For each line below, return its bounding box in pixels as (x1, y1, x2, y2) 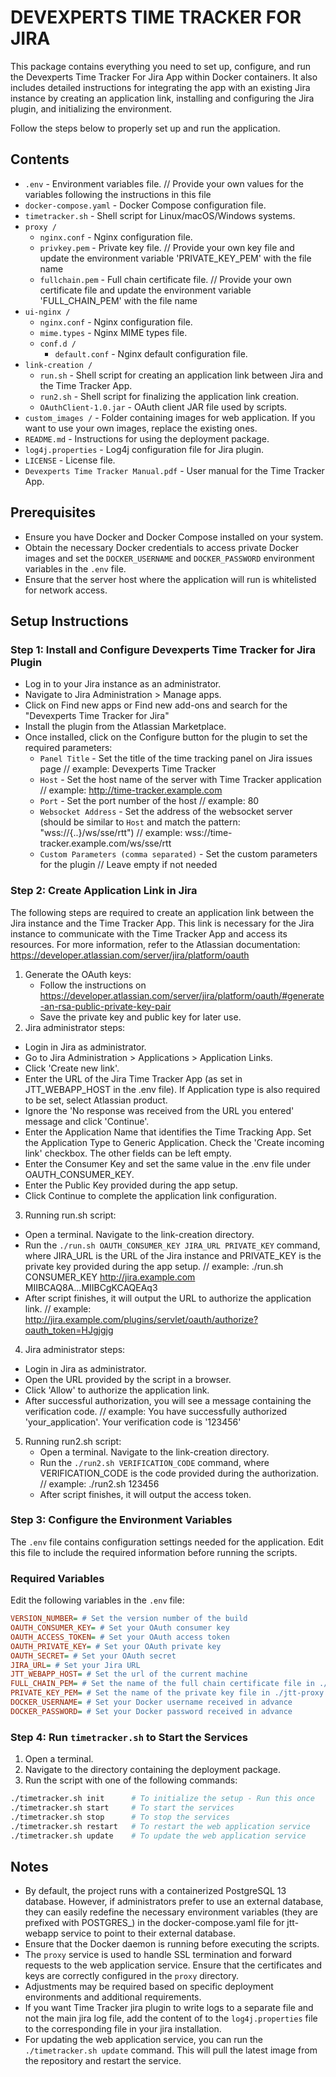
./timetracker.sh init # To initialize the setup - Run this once (10, 1794, 315, 1804)
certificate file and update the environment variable (39, 284, 252, 296)
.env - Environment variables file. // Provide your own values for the (24, 177, 304, 190)
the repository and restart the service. (24, 2055, 182, 2067)
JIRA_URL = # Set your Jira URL (10, 1660, 141, 1670)
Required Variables (10, 1571, 105, 1585)
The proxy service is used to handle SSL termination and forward (24, 1949, 293, 1961)
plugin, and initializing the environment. (10, 102, 173, 115)
